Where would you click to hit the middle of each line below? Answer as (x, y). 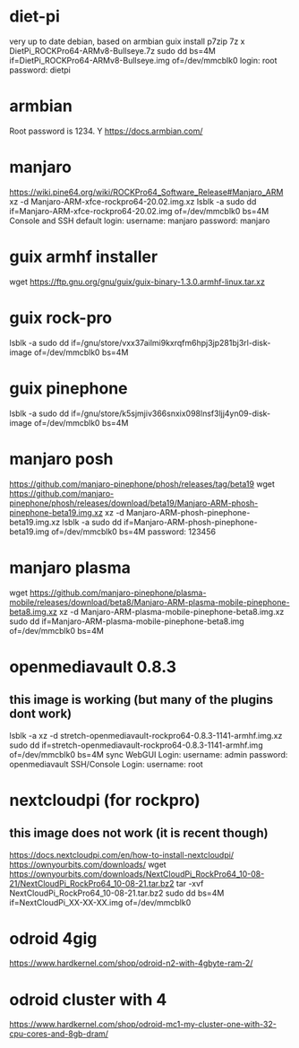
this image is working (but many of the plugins (141, 700)
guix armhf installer (84, 256)
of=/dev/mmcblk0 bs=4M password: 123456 (133, 532)
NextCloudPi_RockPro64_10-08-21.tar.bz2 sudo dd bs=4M (117, 893)
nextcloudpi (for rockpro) (105, 800)
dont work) (41, 714)
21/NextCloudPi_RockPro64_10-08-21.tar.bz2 (92, 883)
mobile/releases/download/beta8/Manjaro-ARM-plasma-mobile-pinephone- (149, 602)
